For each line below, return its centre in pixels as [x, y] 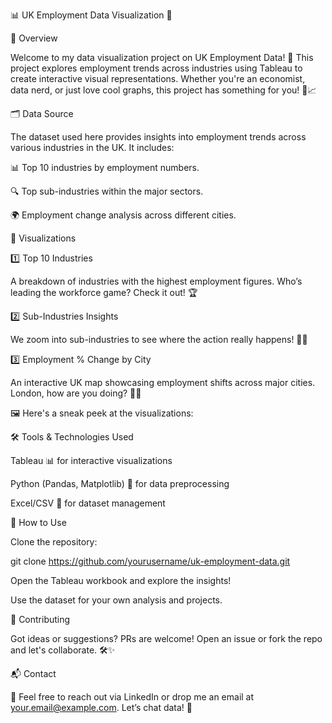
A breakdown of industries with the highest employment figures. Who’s [156, 281]
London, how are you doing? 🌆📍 [76, 393]
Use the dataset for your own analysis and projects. [116, 600]
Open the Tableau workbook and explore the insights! [121, 580]
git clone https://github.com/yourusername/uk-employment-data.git [150, 561]
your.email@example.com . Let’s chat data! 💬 [101, 707]
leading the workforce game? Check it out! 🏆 [104, 292]
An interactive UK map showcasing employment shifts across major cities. [163, 382]
